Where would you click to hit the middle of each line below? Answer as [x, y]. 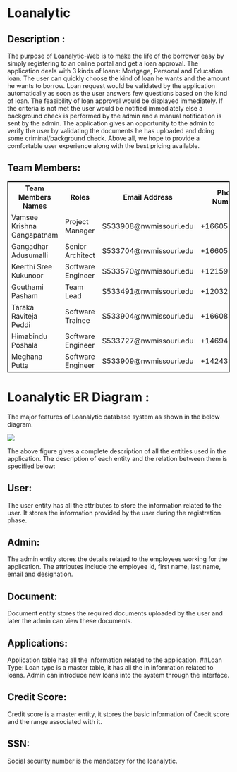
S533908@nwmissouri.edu [148, 226]
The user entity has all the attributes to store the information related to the [115, 505]
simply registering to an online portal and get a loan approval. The [103, 63]
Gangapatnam [35, 235]
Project [77, 221]
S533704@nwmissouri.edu [148, 250]
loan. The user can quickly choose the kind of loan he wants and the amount [119, 78]
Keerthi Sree [32, 266]
